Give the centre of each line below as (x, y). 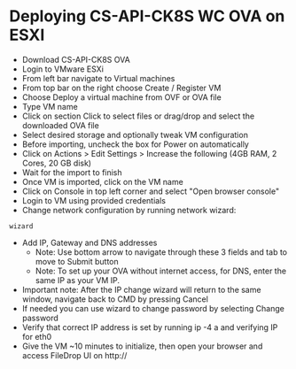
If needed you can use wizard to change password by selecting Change (153, 308)
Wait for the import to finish (72, 172)
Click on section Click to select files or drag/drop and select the (138, 116)
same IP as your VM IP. (78, 280)
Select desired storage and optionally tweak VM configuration (135, 135)
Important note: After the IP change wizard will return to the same (141, 289)
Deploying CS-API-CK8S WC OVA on (147, 16)
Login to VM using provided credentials (94, 200)
